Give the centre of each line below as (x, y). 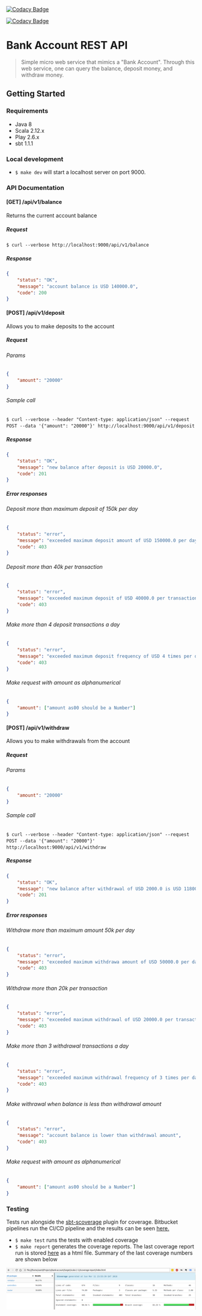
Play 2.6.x (27, 137)
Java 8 (23, 124)
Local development (35, 159)
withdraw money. (42, 75)
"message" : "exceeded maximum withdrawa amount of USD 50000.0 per (103, 962)
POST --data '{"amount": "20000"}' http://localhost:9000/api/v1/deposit (101, 426)
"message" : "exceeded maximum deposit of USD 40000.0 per (91, 598)
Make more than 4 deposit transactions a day (63, 625)
